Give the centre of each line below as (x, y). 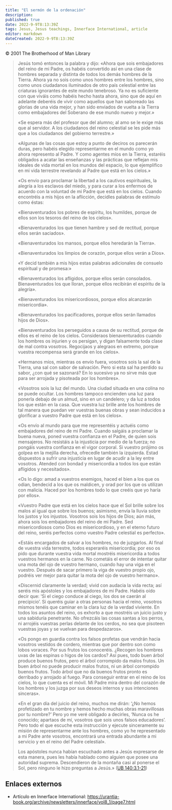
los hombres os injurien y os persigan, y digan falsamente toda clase (90, 341)
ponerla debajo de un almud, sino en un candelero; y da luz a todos (89, 399)
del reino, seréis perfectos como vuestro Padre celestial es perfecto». (91, 533)
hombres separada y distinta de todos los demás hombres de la (85, 74)
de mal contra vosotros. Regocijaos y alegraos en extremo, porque (88, 346)
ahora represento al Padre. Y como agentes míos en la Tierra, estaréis (92, 154)
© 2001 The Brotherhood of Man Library (48, 53)
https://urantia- (103, 796)
